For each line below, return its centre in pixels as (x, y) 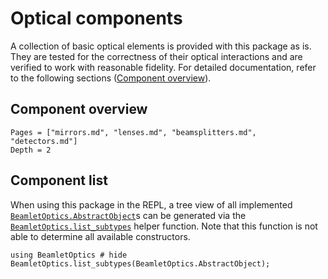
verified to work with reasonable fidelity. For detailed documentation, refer (163, 67)
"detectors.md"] (44, 141)
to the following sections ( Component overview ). (111, 78)
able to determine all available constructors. (100, 236)
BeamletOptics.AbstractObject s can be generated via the (128, 215)
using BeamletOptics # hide (69, 255)
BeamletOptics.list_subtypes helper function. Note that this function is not (164, 226)
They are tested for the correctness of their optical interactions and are (156, 56)
